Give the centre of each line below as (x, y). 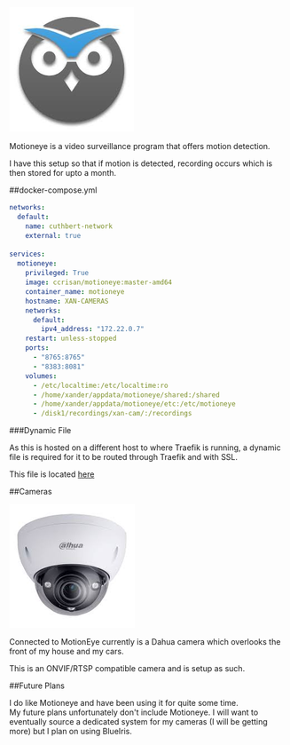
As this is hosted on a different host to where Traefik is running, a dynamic (145, 448)
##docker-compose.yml (53, 190)
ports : (37, 348)
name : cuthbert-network (69, 226)
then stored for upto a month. (63, 173)
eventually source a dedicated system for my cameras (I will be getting (138, 722)
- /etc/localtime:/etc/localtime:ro (100, 385)
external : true (53, 235)
